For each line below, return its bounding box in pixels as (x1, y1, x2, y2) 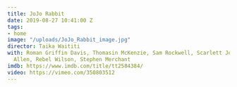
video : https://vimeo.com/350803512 (7, 69, 115, 76)
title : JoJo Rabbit (7, 10, 65, 18)
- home (7, 29, 27, 37)
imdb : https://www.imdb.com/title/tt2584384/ (7, 62, 143, 69)
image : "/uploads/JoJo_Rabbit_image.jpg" (7, 36, 131, 43)
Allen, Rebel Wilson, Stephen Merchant (13, 56, 131, 63)
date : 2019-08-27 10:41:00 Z (7, 17, 93, 24)
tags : (7, 23, 23, 30)
